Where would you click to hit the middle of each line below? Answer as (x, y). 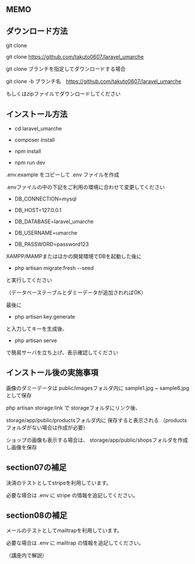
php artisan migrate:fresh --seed (54, 268)
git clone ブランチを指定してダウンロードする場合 (66, 69)
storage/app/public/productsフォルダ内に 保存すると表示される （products (97, 420)
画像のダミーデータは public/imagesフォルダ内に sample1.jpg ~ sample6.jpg (97, 388)
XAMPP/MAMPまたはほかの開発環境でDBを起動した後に (74, 257)
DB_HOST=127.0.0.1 (38, 210)
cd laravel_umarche (38, 129)
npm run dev (30, 163)
